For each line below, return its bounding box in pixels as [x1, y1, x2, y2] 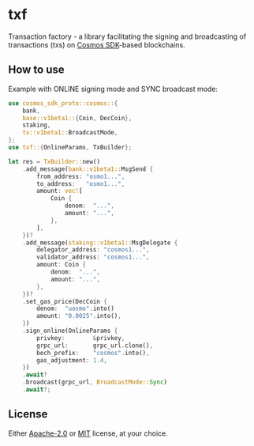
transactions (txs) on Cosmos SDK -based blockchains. [8, 40, 185, 49]
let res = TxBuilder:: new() [8, 157, 101, 165]
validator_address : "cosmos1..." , [36, 253, 150, 262]
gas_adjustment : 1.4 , [36, 356, 108, 365]
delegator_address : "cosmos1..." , [36, 246, 150, 254]
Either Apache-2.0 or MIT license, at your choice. [8, 429, 168, 438]
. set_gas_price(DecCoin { [22, 297, 108, 305]
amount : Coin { [36, 261, 87, 269]
